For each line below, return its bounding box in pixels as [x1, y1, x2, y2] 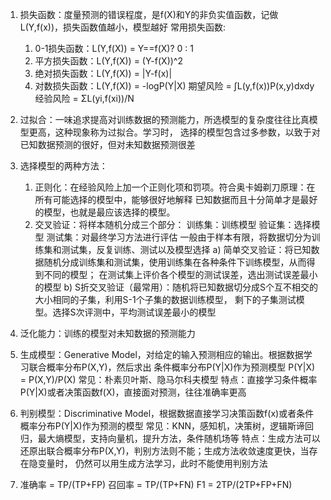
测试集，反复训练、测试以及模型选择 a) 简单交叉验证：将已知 [61, 244, 312, 255]
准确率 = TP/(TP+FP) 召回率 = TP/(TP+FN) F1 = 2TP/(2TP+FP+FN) [19, 479, 293, 490]
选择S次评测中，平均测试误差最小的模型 [52, 306, 217, 318]
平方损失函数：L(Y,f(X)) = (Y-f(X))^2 [34, 55, 183, 67]
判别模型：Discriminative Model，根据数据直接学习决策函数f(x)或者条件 [19, 408, 315, 419]
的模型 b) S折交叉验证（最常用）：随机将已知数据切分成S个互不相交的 [34, 281, 318, 293]
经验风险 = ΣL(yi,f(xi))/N [34, 93, 135, 104]
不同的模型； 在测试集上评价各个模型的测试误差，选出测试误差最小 [43, 269, 318, 280]
